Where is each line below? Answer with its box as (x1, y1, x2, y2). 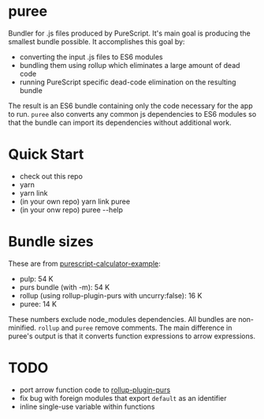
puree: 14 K (19, 299, 58, 309)
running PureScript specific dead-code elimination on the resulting (19, 77, 236, 87)
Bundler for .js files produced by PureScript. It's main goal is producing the (8, 28, 251, 38)
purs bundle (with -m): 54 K (19, 282, 110, 292)
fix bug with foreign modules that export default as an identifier (19, 393, 227, 402)
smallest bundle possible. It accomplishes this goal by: (8, 36, 185, 46)
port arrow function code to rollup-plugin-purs (19, 385, 171, 395)
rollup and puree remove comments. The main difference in (38, 323, 232, 332)
